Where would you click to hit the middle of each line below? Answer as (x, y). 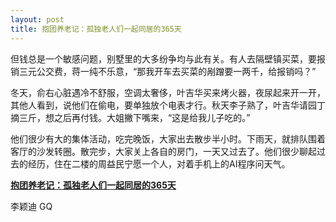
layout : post (37, 19)
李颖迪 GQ (31, 206)
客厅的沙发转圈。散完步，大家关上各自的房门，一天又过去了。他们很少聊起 (163, 151)
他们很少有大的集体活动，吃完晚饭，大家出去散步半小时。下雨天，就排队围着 (168, 138)
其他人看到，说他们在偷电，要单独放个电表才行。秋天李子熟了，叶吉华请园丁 (168, 105)
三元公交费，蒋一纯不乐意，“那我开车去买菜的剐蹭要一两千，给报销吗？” (167, 71)
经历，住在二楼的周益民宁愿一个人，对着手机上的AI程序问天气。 (159, 163)
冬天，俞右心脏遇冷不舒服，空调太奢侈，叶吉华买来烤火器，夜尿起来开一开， (168, 92)
